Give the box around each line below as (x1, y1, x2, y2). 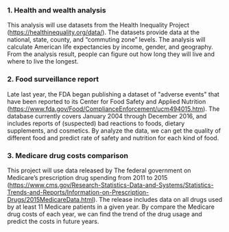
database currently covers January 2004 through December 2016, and (7, 112, 207, 120)
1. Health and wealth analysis (7, 5, 106, 15)
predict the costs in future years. (7, 217, 99, 225)
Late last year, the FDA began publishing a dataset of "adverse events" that (7, 90, 219, 98)
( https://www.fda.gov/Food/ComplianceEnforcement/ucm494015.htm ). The (7, 105, 220, 113)
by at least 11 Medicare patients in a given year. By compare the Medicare (7, 203, 215, 211)
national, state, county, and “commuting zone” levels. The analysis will (7, 36, 206, 44)
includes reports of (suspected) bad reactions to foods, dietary (7, 119, 185, 127)
